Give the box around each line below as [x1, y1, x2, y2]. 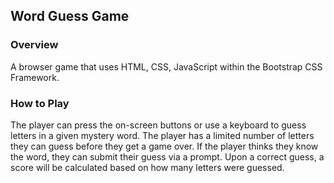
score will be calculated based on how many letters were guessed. [10, 161, 285, 173]
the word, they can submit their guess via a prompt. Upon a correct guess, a [10, 150, 325, 163]
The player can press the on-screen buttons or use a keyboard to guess [10, 119, 307, 131]
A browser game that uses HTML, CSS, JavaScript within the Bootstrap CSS [10, 60, 323, 73]
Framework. [10, 71, 60, 83]
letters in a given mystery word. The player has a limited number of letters [10, 129, 315, 141]
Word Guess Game [10, 8, 130, 25]
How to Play [10, 96, 70, 110]
